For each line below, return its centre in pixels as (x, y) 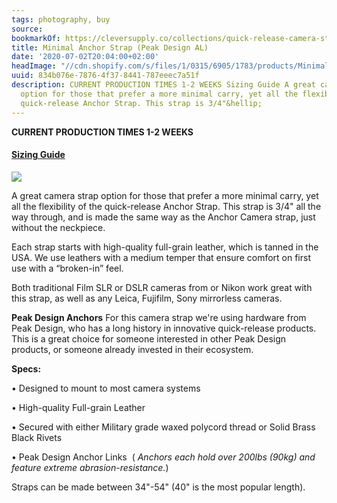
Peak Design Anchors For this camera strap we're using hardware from (159, 317)
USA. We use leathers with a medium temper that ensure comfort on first (161, 257)
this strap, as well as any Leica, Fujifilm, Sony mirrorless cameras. (147, 298)
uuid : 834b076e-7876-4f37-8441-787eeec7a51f (105, 76)
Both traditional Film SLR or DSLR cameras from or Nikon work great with (162, 287)
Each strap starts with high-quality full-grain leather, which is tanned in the (165, 247)
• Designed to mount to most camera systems (106, 388)
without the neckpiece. (58, 227)
